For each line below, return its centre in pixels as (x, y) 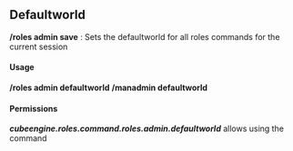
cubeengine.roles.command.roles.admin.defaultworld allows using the (147, 129)
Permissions (34, 108)
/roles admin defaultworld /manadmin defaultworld (108, 88)
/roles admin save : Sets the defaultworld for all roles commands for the (145, 36)
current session (39, 46)
